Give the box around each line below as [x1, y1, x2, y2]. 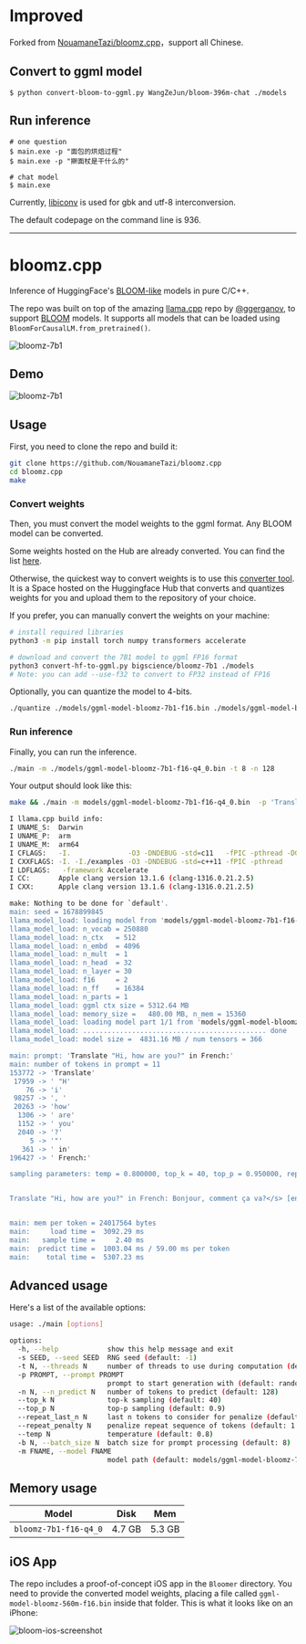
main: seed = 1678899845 [9, 908, 104, 917]
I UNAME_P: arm [9, 832, 71, 841]
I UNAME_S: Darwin [9, 823, 84, 832]
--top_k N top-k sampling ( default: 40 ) [17, 1396, 222, 1405]
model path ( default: [107, 1455, 189, 1464]
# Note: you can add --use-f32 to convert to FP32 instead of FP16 [9, 669, 271, 679]
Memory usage [9, 1481, 97, 1496]
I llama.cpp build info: [9, 815, 104, 824]
